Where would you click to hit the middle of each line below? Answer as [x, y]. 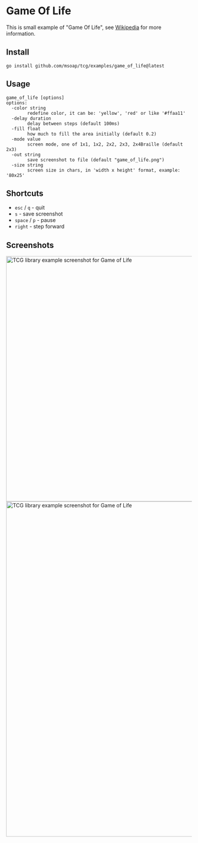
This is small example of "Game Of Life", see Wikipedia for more [84, 27]
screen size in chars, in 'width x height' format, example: [104, 170]
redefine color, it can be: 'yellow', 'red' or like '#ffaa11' [106, 113]
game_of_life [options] [35, 98]
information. [21, 33]
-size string [27, 165]
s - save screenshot [39, 214]
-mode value [26, 139]
